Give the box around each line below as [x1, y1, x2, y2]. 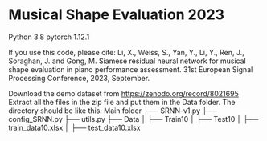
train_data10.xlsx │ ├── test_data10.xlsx [8, 123, 141, 132]
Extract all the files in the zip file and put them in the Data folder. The [8, 97, 236, 107]
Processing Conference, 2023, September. [8, 73, 150, 83]
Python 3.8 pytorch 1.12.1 [8, 32, 90, 42]
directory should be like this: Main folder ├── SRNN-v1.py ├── [8, 106, 218, 115]
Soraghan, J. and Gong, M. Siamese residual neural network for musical [8, 56, 247, 66]
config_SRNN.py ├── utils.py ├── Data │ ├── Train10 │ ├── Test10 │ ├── [8, 114, 259, 123]
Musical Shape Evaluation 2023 [8, 6, 225, 24]
